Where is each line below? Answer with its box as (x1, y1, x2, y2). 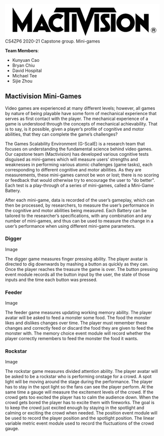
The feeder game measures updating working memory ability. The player (5, 310, 153, 315)
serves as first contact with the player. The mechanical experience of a (5, 116, 148, 121)
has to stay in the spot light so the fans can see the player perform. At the (5, 384, 153, 390)
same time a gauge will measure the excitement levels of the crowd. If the (5, 389, 154, 395)
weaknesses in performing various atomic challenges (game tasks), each (5, 161, 153, 168)
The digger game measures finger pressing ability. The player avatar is (5, 256, 148, 262)
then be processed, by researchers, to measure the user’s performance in (5, 202, 154, 208)
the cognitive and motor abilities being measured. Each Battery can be (5, 207, 147, 213)
